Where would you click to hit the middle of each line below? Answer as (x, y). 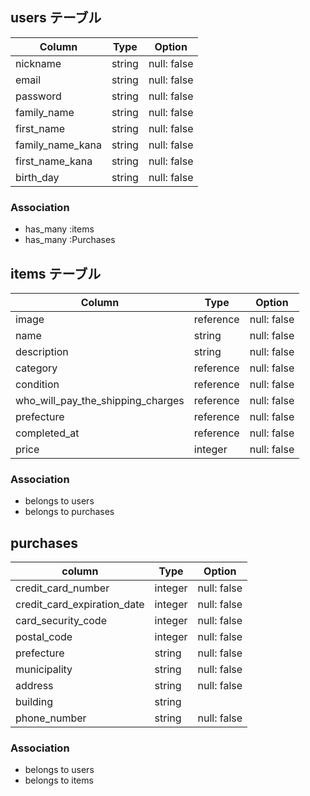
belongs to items (59, 780)
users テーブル (56, 18)
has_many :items (59, 229)
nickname (38, 63)
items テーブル (56, 273)
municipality (44, 670)
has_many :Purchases (70, 240)
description (42, 351)
